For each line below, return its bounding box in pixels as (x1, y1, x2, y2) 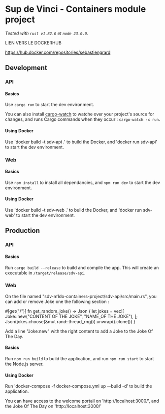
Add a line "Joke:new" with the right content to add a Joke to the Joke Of (5, 328, 153, 334)
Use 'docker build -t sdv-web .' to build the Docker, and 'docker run (5, 207, 142, 213)
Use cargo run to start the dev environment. (5, 102, 95, 108)
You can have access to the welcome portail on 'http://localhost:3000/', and (5, 398, 159, 404)
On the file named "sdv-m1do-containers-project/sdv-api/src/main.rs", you (5, 293, 157, 299)
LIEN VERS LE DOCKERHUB (5, 39, 62, 45)
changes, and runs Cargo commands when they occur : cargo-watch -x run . (5, 116, 160, 122)
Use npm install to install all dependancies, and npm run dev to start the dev (5, 179, 160, 186)
